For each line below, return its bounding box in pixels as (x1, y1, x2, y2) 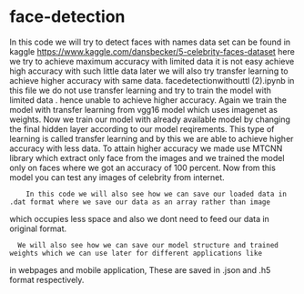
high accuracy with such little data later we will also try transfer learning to (9, 66, 289, 76)
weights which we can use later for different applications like (9, 248, 262, 258)
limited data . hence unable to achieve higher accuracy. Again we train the (9, 94, 288, 106)
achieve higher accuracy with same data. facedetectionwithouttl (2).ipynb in (9, 75, 295, 86)
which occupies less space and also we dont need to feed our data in (9, 213, 270, 224)
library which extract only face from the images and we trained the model (9, 152, 285, 163)
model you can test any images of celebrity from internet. (9, 171, 225, 183)
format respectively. (9, 274, 85, 285)
